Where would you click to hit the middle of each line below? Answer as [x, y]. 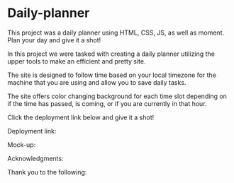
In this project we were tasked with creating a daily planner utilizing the [111, 54]
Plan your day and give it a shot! [54, 40]
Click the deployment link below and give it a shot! [81, 117]
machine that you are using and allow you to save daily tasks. [97, 82]
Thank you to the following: [47, 172]
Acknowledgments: [35, 158]
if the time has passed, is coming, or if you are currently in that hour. [107, 103]
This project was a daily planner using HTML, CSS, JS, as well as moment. [116, 33]
